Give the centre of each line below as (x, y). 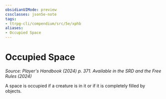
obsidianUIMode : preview (31, 10)
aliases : (14, 28)
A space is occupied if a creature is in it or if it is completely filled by (75, 86)
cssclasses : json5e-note (31, 14)
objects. (13, 91)
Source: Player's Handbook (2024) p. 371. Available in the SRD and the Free (83, 71)
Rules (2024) (19, 76)
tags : (11, 19)
